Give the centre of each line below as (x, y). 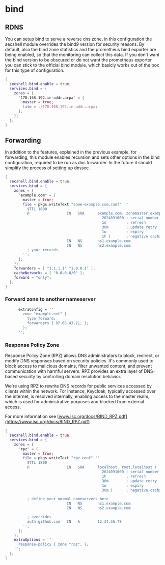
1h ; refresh (124, 476)
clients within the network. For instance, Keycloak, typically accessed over (81, 391)
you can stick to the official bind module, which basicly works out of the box (82, 65)
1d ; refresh (124, 223)
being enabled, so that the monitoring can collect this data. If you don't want (82, 55)
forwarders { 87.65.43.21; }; (58, 323)
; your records (42, 250)
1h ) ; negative (125, 236)
